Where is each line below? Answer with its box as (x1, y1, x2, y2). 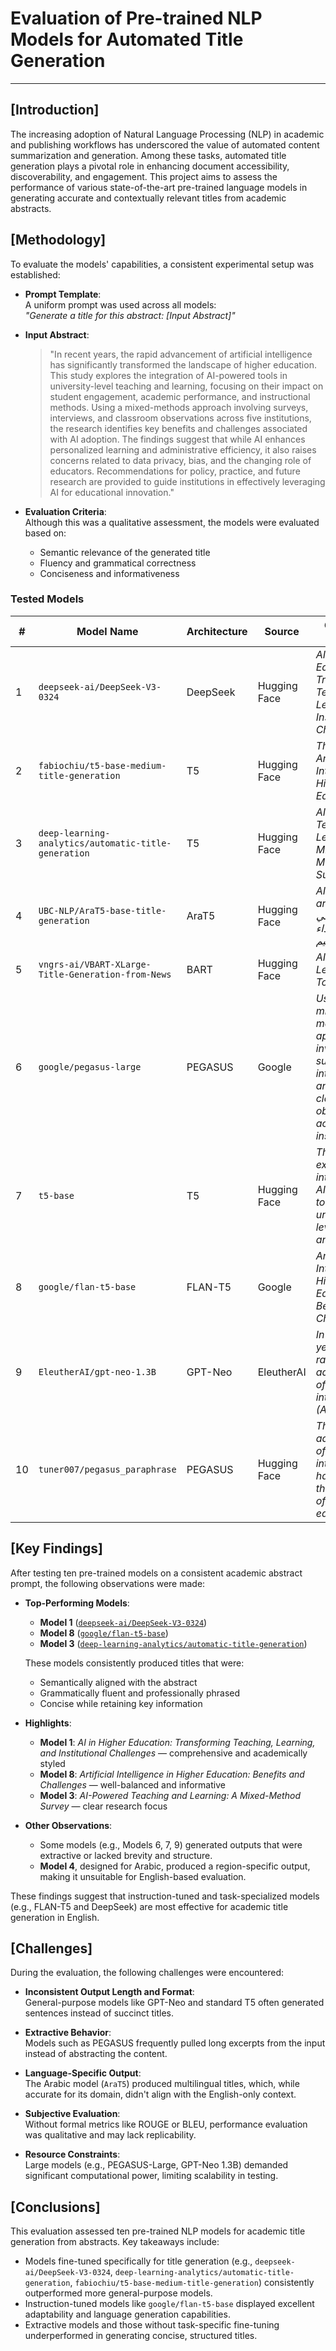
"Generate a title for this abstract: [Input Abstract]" (24, 309, 236, 321)
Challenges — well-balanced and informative (39, 1778, 226, 1791)
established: (10, 268, 61, 281)
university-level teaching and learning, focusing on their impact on (49, 380, 324, 392)
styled (39, 1757, 66, 1769)
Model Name (76, 624, 139, 638)
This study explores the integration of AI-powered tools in (49, 369, 288, 381)
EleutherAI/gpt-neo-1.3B (38, 1366, 157, 1377)
